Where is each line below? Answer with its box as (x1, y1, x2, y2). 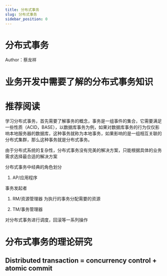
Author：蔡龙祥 (5, 57, 37, 63)
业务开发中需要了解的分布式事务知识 (5, 76, 154, 88)
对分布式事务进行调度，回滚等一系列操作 (5, 217, 88, 223)
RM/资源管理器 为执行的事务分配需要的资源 (12, 196, 101, 202)
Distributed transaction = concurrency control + (5, 257, 157, 265)
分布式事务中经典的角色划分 (5, 164, 62, 170)
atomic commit (5, 264, 53, 273)
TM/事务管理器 (12, 206, 43, 212)
